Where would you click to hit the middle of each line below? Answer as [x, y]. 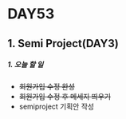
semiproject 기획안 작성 [57, 106]
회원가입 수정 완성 [47, 86]
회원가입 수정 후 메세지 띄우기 [65, 96]
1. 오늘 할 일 [26, 65]
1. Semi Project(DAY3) [63, 44]
